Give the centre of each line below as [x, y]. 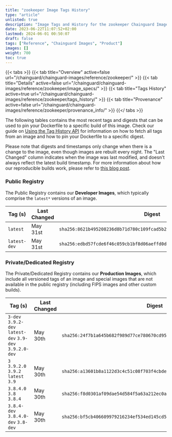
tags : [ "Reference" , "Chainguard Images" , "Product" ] [64, 44]
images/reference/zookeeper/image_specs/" [52, 89]
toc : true [16, 58]
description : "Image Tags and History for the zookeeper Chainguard [80, 24]
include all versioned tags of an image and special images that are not [79, 279]
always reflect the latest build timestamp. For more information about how [83, 163]
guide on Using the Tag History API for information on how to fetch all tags [84, 131]
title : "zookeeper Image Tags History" [48, 10]
